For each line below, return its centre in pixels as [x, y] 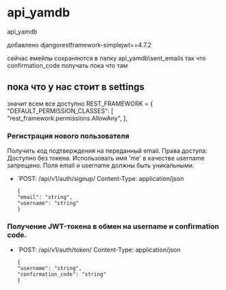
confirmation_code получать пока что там [67, 65]
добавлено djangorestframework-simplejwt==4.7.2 [79, 45]
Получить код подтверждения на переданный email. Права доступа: [107, 151]
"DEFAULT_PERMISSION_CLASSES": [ [60, 110]
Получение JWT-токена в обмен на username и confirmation [113, 226]
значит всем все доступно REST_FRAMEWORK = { [80, 104]
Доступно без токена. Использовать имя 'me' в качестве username [106, 158]
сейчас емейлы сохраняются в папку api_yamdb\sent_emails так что [107, 58]
